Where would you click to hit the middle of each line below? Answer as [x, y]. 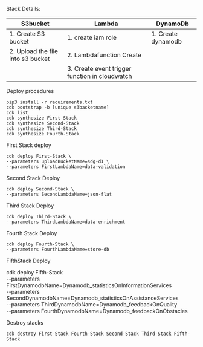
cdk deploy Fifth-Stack [35, 272]
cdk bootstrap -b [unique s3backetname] [58, 108]
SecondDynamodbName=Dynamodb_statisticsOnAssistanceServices [92, 298]
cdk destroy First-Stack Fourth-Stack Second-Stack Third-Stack [89, 334]
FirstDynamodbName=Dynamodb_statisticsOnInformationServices [89, 285]
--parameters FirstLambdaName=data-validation [66, 167]
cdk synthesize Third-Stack [42, 129]
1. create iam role [92, 37]
